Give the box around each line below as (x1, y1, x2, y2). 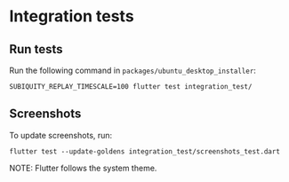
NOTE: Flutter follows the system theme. (9, 162, 157, 173)
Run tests (9, 42, 63, 57)
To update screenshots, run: (9, 130, 113, 140)
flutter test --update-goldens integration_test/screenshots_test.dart (9, 146, 280, 156)
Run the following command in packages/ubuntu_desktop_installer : (9, 65, 256, 75)
